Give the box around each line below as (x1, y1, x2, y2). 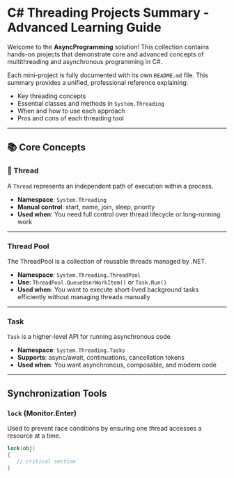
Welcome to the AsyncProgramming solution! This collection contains (7, 42, 210, 51)
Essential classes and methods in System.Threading (17, 99, 165, 107)
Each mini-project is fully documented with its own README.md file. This (7, 71, 209, 79)
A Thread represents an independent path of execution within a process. (7, 182, 214, 190)
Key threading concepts (17, 92, 86, 100)
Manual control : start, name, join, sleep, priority (17, 202, 155, 211)
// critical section (16, 458, 77, 465)
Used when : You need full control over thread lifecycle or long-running (17, 210, 221, 218)
